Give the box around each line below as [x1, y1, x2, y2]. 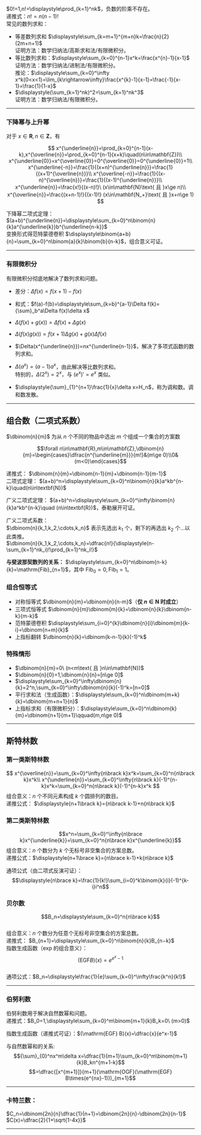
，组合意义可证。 [123, 238, 166, 245]
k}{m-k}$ [14, 612, 38, 619]
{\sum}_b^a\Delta [14, 307, 58, 314]
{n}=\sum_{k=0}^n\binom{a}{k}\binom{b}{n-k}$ [6, 238, 124, 245]
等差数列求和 [14, 33, 47, 40]
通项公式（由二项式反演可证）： [6, 867, 83, 874]
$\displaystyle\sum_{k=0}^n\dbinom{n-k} [65, 558, 167, 565]
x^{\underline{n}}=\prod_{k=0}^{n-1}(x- [56, 144, 154, 152]
